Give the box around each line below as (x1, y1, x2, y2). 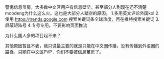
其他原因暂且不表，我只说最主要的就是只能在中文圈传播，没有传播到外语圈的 (5, 43, 160, 48)
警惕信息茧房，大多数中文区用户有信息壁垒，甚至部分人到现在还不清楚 (5, 4, 147, 10)
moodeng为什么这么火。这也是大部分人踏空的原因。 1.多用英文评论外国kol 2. (5, 10, 160, 16)
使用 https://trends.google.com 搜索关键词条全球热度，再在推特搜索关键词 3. (5, 16, 160, 22)
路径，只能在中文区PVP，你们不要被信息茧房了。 (5, 49, 104, 55)
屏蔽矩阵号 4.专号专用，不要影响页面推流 (5, 22, 88, 28)
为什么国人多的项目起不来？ (5, 33, 61, 38)
